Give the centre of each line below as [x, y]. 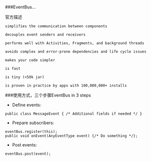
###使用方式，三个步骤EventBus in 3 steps [48, 95]
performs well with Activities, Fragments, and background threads [75, 43]
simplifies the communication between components [56, 26]
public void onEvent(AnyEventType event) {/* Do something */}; [71, 136]
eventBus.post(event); [28, 154]
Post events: [25, 145]
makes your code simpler [30, 60]
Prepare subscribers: [33, 123]
